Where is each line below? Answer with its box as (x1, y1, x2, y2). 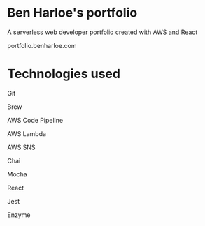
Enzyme (7, 211, 31, 219)
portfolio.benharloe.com (7, 41, 77, 50)
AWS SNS (7, 143, 36, 151)
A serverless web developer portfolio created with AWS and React (7, 28, 198, 36)
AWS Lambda (7, 129, 47, 137)
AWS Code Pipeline (7, 116, 64, 124)
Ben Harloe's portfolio (7, 5, 138, 21)
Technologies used (7, 66, 121, 82)
